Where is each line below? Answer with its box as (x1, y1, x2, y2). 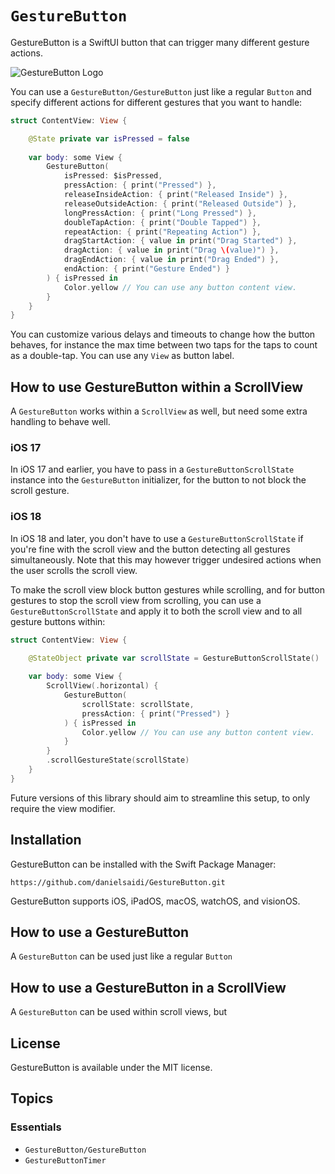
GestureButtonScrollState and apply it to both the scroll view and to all (10, 605, 303, 617)
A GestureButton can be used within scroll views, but (10, 1006, 228, 1018)
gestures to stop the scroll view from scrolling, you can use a (10, 594, 262, 606)
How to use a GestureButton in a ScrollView (10, 979, 287, 996)
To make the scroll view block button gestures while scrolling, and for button (10, 583, 325, 596)
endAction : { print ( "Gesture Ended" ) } (63, 264, 230, 274)
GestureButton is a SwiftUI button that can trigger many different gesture (10, 36, 310, 48)
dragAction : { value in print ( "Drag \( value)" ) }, (63, 245, 280, 256)
